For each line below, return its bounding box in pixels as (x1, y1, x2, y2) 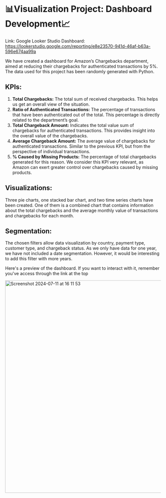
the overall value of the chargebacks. (12, 132, 88, 138)
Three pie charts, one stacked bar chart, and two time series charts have (5, 197, 153, 203)
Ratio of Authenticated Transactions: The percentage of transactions (12, 106, 156, 112)
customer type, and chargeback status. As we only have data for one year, (5, 245, 157, 251)
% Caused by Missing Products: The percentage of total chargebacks (12, 154, 157, 160)
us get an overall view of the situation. (12, 101, 90, 107)
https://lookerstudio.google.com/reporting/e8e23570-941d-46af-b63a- (5, 43, 151, 49)
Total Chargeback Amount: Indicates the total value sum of (12, 122, 134, 128)
